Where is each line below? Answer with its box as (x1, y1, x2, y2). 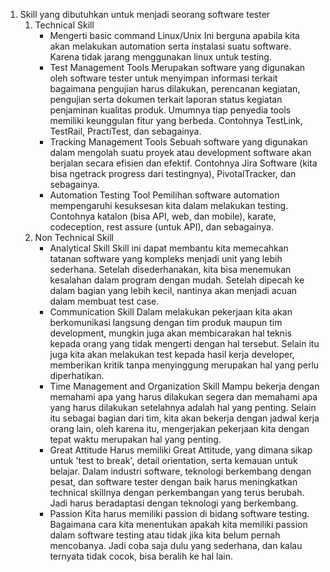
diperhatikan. (49, 370, 105, 381)
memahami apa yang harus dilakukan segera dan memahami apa (49, 391, 318, 403)
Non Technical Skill (34, 232, 114, 243)
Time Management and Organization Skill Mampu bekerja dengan (49, 380, 320, 392)
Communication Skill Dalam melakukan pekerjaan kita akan (49, 306, 293, 318)
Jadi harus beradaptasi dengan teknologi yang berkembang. (49, 497, 299, 509)
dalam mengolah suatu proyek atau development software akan (49, 147, 312, 158)
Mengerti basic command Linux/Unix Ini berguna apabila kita (49, 30, 300, 41)
